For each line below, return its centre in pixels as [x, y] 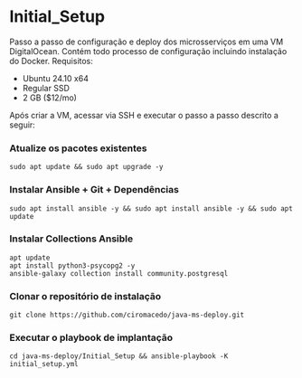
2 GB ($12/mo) [49, 98]
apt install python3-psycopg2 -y [72, 265]
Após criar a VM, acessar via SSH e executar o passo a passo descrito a [144, 115]
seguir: [23, 125]
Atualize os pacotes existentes [78, 148]
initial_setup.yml [44, 364]
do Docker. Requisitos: [51, 61]
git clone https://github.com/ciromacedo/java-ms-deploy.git [127, 315]
